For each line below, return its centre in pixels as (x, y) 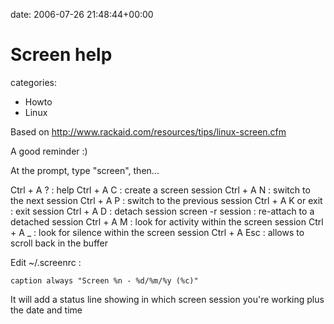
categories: (33, 82)
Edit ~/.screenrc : (46, 262)
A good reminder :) (49, 151)
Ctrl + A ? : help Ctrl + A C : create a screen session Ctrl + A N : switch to (160, 190)
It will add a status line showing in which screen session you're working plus (167, 299)
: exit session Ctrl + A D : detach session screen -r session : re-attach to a (162, 211)
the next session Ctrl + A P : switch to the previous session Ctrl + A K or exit (166, 200)
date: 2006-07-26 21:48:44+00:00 (82, 14)
